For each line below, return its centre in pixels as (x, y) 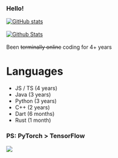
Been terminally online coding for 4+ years (59, 47)
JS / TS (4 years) (36, 88)
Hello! (15, 8)
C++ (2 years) (32, 107)
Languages (35, 71)
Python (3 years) (36, 101)
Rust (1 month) (33, 120)
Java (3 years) (33, 95)
